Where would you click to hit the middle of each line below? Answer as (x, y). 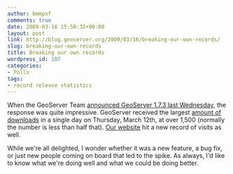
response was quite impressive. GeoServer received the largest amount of (114, 113)
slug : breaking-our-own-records (54, 46)
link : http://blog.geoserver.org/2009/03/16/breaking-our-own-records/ (114, 40)
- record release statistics (50, 85)
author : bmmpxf (29, 14)
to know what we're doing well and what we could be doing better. (103, 163)
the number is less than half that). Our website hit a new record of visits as (114, 127)
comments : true (29, 20)
